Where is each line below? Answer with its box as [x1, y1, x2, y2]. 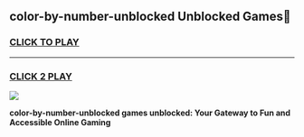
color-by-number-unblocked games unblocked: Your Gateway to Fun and [9, 107, 291, 118]
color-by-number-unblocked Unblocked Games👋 [9, 9, 291, 24]
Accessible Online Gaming [9, 116, 111, 127]
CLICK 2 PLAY [9, 69, 72, 82]
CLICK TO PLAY [9, 36, 80, 49]
